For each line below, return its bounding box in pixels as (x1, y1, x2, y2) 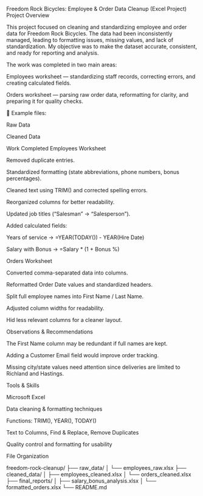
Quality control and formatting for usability (6, 441, 112, 448)
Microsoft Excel (6, 394, 46, 400)
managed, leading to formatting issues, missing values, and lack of (6, 37, 174, 43)
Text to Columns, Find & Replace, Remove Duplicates (6, 429, 139, 436)
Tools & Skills (6, 382, 40, 389)
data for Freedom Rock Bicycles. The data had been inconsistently (6, 30, 173, 37)
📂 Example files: (6, 110, 47, 116)
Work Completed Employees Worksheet (6, 145, 106, 152)
